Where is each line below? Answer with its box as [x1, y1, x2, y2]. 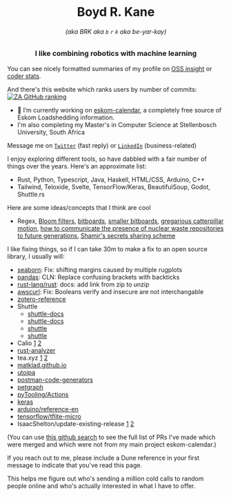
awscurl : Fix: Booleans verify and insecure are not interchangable [17, 287, 204, 295]
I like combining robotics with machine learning [34, 49, 197, 59]
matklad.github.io [17, 360, 67, 369]
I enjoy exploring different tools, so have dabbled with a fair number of [7, 155, 207, 163]
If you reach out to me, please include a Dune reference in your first [7, 454, 200, 462]
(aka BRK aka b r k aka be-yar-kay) [65, 27, 167, 35]
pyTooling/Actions [17, 390, 69, 398]
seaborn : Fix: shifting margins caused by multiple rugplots [17, 265, 183, 273]
